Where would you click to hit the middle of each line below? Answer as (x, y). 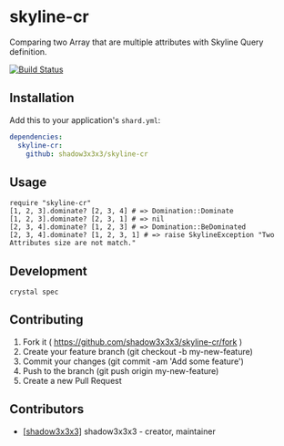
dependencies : (36, 137)
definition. (28, 51)
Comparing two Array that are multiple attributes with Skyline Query (137, 42)
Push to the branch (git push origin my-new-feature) (121, 370)
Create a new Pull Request (72, 380)
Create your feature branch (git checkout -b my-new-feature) (137, 351)
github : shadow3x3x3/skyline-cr (87, 154)
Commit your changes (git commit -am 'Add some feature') (133, 361)
